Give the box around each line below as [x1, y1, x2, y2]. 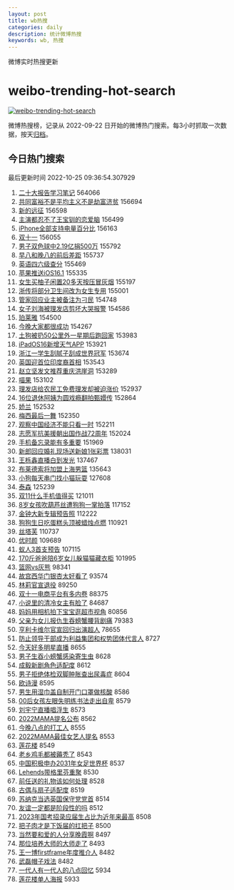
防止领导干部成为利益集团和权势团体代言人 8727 [18, 634, 161, 643]
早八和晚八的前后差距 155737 [18, 250, 104, 259]
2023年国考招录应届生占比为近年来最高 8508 [18, 812, 152, 821]
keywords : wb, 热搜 [8, 37, 64, 44]
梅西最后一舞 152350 [18, 411, 81, 419]
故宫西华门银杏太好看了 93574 [18, 571, 108, 580]
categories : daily [8, 24, 63, 31]
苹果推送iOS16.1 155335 [18, 268, 88, 277]
